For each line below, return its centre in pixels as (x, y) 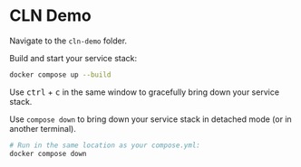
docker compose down (49, 153)
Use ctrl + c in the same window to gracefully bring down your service (144, 92)
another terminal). (43, 128)
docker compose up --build (60, 74)
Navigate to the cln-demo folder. (68, 41)
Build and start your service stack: (73, 58)
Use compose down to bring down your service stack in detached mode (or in (150, 119)
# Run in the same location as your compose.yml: (105, 145)
